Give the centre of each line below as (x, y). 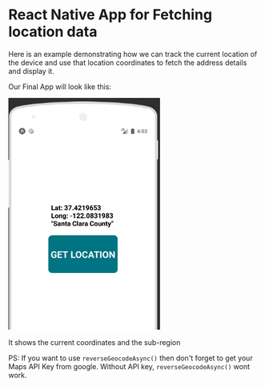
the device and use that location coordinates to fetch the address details (128, 63)
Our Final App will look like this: (60, 87)
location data (53, 32)
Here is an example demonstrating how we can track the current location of (133, 54)
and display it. (31, 71)
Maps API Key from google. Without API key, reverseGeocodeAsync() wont (129, 366)
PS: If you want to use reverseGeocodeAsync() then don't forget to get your (131, 358)
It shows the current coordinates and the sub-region (94, 342)
